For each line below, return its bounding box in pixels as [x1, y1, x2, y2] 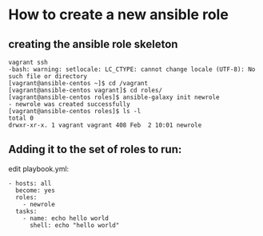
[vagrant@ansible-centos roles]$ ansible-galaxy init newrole [8, 93, 220, 101]
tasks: [15, 207, 38, 215]
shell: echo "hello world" [29, 221, 120, 229]
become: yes [15, 186, 56, 195]
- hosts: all [8, 179, 52, 187]
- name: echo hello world [22, 214, 110, 222]
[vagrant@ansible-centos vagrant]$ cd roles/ [8, 86, 162, 94]
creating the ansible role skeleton [8, 37, 178, 51]
